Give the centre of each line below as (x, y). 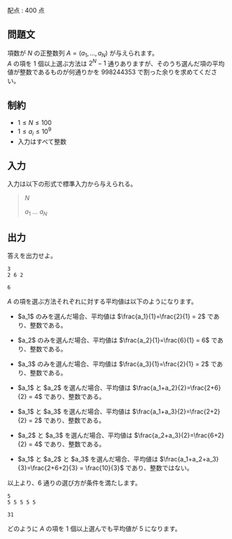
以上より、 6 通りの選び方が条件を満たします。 (75, 483)
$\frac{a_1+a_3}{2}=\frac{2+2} (176, 411)
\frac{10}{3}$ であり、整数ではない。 (139, 468)
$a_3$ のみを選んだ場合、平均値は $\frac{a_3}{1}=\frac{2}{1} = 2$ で (117, 364)
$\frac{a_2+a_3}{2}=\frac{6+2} (179, 435)
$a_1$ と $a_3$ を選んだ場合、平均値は (74, 411)
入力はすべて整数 (42, 141)
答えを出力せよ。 (32, 255)
